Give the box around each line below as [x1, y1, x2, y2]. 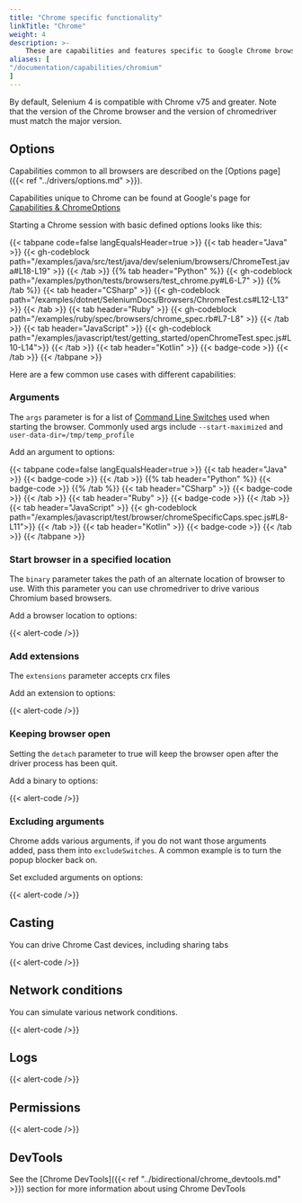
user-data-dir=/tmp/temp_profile [9, 431, 135, 440]
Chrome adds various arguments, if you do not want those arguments [9, 835, 267, 846]
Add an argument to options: [9, 446, 115, 457]
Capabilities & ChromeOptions [9, 201, 121, 212]
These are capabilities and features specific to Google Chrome [25, 47, 271, 56]
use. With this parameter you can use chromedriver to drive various [9, 584, 260, 594]
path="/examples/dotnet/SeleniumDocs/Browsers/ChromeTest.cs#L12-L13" [9, 294, 289, 305]
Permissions [9, 1100, 81, 1115]
